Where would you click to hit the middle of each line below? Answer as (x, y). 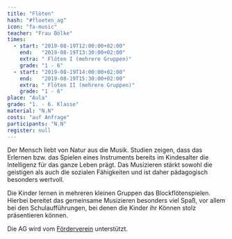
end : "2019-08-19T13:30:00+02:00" (73, 53)
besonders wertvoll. (36, 180)
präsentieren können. (38, 215)
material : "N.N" (31, 111)
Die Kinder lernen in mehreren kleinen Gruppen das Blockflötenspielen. (109, 193)
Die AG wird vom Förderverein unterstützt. (68, 229)
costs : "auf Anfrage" (39, 117)
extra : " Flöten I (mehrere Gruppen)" (76, 59)
